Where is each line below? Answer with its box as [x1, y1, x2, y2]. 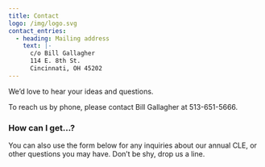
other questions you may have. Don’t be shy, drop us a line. [8, 149, 205, 159]
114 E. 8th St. [29, 57, 81, 65]
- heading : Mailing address [15, 34, 110, 43]
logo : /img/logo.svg [8, 19, 78, 27]
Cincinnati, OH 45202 [29, 65, 103, 73]
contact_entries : [8, 27, 67, 35]
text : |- [23, 42, 52, 50]
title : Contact [8, 11, 60, 20]
